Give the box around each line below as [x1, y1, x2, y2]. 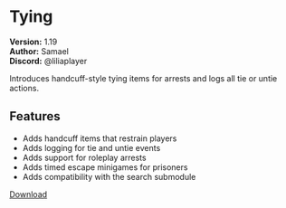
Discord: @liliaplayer [9, 55, 88, 66]
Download [9, 188, 48, 200]
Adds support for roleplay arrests [22, 152, 147, 163]
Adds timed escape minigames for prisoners [22, 161, 188, 173]
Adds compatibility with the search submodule [22, 171, 196, 182]
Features [9, 109, 61, 124]
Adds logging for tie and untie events [22, 142, 161, 153]
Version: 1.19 [9, 36, 58, 47]
